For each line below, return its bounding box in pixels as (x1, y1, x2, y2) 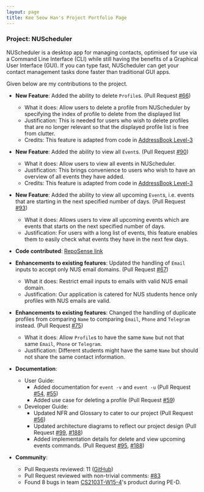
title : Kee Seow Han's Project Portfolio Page (6, 15, 127, 21)
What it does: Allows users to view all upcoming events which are (24, 216, 189, 223)
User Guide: (24, 376, 55, 384)
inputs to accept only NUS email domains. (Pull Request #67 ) (15, 265, 169, 273)
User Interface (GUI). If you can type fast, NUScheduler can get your (6, 62, 179, 69)
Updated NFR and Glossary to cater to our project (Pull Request (33, 409, 194, 416)
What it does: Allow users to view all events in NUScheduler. (24, 160, 176, 167)
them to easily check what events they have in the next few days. (24, 235, 189, 243)
